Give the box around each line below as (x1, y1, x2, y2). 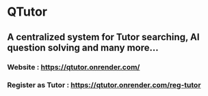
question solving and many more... (7, 42, 159, 53)
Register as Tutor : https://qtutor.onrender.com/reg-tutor (7, 80, 201, 90)
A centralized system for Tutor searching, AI (7, 31, 200, 43)
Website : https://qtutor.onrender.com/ (7, 62, 140, 71)
